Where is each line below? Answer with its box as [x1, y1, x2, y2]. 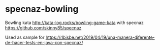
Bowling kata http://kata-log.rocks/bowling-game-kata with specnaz [5, 20, 144, 25]
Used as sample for [5, 34, 45, 40]
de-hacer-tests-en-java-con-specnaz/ [5, 39, 84, 45]
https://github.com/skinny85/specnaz [5, 25, 82, 30]
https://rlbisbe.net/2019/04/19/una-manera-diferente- [45, 34, 155, 40]
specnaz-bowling [5, 3, 79, 15]
